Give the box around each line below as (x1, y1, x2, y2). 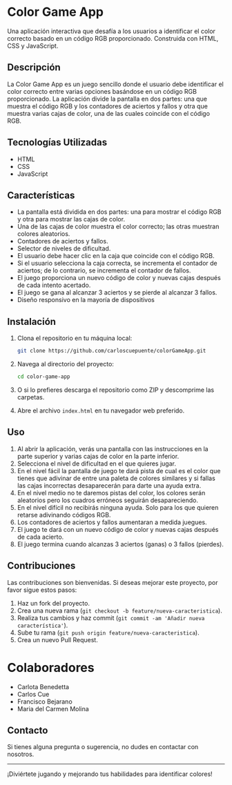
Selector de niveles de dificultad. (17, 244, 111, 252)
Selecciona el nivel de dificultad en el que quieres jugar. (17, 459, 176, 468)
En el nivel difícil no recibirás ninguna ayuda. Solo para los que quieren (17, 503, 219, 511)
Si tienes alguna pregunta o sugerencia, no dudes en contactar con (7, 743, 199, 751)
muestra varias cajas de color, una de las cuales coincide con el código (7, 109, 211, 117)
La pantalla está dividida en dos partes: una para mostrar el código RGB (17, 208, 222, 216)
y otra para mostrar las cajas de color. (17, 215, 126, 223)
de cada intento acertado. (17, 281, 91, 290)
